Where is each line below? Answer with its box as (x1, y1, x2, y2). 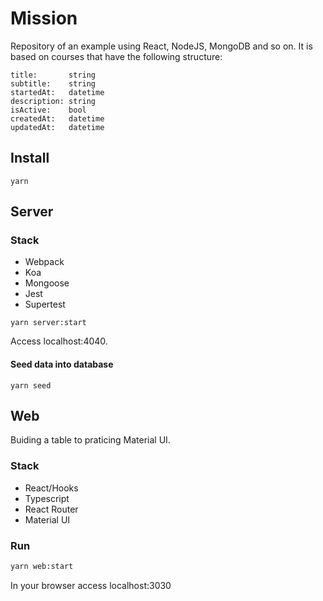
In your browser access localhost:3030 (10, 579, 172, 591)
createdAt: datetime (10, 113, 105, 124)
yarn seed (10, 380, 52, 391)
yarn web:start (10, 562, 74, 572)
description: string (10, 96, 97, 106)
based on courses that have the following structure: (10, 50, 223, 62)
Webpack (24, 256, 65, 268)
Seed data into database (10, 358, 114, 371)
